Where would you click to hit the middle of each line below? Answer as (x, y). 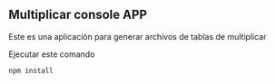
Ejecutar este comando (52, 54)
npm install (31, 70)
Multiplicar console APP (78, 15)
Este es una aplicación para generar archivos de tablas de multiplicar (138, 36)
